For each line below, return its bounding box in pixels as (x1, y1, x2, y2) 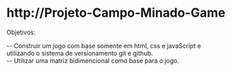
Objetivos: (6, 28, 36, 36)
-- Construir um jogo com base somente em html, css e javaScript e (6, 41, 201, 50)
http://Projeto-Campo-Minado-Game (6, 5, 226, 21)
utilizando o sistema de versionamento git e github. (6, 49, 153, 57)
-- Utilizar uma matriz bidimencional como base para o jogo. (6, 56, 179, 64)
